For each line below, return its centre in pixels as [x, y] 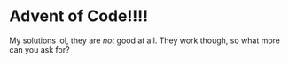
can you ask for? [39, 49]
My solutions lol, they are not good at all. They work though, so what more [145, 40]
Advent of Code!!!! [79, 16]
